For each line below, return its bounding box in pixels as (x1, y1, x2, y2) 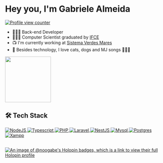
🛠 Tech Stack (5, 111, 48, 120)
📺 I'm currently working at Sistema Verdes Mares (12, 40, 112, 45)
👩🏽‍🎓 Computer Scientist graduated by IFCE (12, 34, 99, 40)
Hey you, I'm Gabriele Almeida (5, 3, 131, 15)
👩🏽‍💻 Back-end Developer (12, 29, 63, 35)
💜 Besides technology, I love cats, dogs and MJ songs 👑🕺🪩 (12, 46, 131, 52)
